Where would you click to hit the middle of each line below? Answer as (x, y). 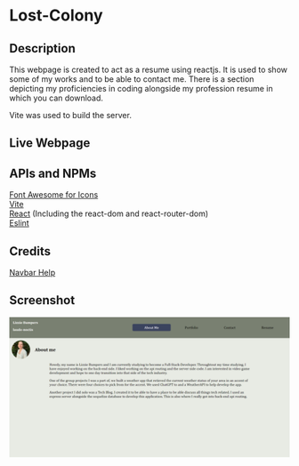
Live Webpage (50, 143)
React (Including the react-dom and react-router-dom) (109, 213)
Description (42, 48)
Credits (30, 251)
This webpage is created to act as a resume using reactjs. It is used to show (148, 69)
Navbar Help (32, 273)
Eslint (19, 223)
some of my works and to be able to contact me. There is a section (132, 79)
